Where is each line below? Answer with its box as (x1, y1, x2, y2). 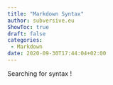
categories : (7, 37, 43, 44)
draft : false (7, 30, 46, 38)
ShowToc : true (7, 23, 50, 30)
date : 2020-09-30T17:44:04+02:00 (7, 50, 107, 57)
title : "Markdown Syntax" (7, 10, 84, 18)
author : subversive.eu (7, 17, 75, 24)
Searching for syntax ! (7, 69, 72, 78)
